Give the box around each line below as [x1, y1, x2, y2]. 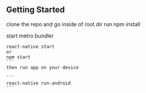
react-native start [6, 44, 55, 49]
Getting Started [6, 5, 65, 15]
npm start [6, 54, 31, 60]
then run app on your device [6, 64, 79, 70]
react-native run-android [6, 80, 71, 86]
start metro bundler [6, 32, 54, 39]
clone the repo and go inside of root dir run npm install [6, 20, 141, 27]
